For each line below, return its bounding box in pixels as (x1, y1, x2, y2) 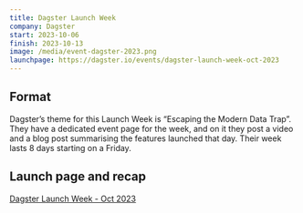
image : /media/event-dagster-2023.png (9, 47, 157, 56)
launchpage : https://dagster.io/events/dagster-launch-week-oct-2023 (9, 56, 280, 65)
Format (9, 89, 52, 105)
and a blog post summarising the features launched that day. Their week (9, 133, 282, 144)
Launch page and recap (9, 169, 147, 185)
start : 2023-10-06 (9, 30, 79, 39)
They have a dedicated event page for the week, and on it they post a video (9, 123, 294, 134)
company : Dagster (9, 22, 76, 31)
